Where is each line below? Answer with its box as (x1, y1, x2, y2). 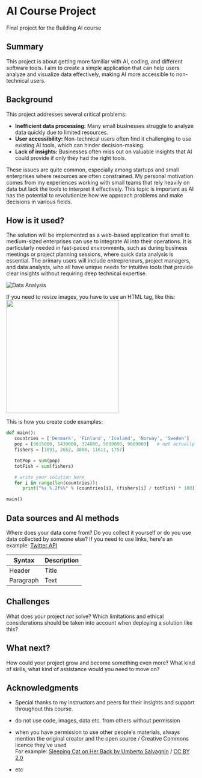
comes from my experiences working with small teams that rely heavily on (6, 179, 190, 186)
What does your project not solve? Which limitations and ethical (6, 613, 164, 620)
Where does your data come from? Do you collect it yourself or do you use (6, 529, 191, 536)
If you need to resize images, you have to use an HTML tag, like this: (6, 293, 176, 301)
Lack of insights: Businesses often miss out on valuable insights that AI (14, 148, 192, 155)
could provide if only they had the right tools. (14, 154, 126, 161)
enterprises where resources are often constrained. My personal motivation (6, 172, 194, 179)
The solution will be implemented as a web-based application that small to (6, 231, 190, 239)
